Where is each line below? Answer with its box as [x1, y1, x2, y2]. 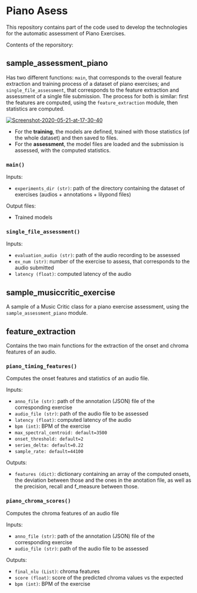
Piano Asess [6, 4, 68, 18]
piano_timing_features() [6, 363, 78, 369]
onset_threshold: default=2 [14, 437, 84, 442]
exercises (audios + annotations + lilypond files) [14, 191, 131, 198]
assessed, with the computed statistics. [14, 146, 111, 154]
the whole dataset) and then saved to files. [14, 134, 119, 141]
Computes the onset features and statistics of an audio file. [6, 375, 150, 382]
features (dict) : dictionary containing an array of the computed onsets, [14, 471, 191, 478]
